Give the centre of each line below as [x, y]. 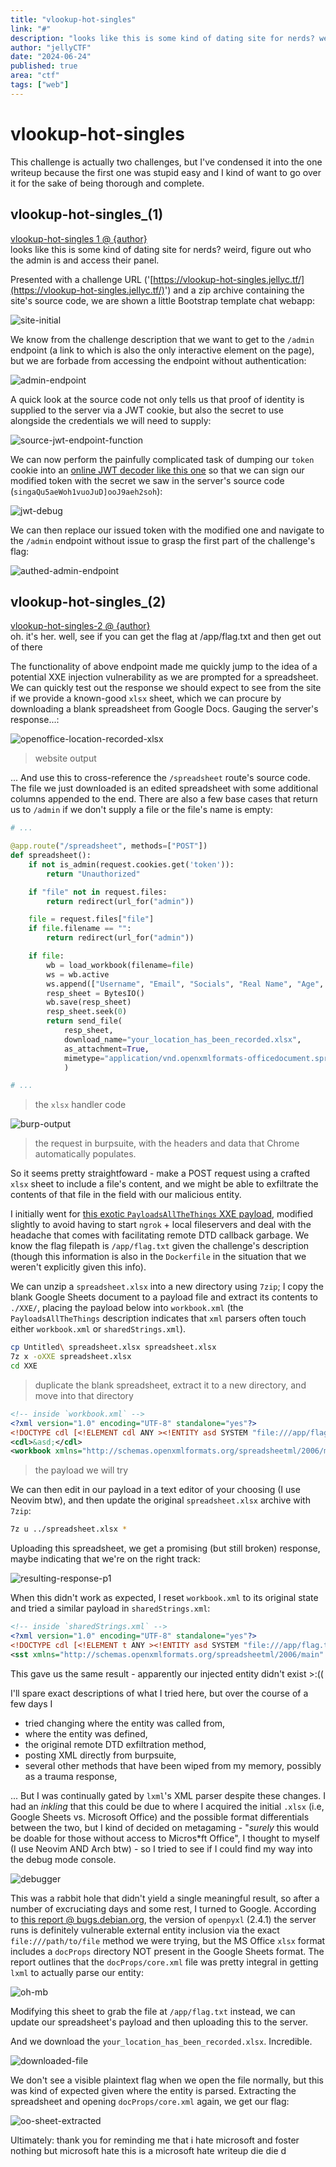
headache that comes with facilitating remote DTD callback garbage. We [160, 1235]
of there [26, 647]
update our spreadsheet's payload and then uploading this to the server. [159, 2022]
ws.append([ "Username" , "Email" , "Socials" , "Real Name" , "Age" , [185, 984]
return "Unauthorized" [93, 874]
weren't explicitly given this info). [78, 1267]
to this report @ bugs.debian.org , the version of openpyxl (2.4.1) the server [163, 1919]
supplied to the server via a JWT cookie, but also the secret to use [147, 410]
